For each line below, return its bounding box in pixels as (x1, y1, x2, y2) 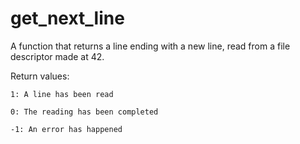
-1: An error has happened (10, 124, 123, 134)
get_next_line (10, 7, 125, 30)
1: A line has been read (10, 89, 114, 99)
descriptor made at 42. (10, 50, 105, 62)
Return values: (10, 70, 70, 82)
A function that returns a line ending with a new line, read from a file (10, 40, 291, 52)
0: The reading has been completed (10, 107, 159, 117)
